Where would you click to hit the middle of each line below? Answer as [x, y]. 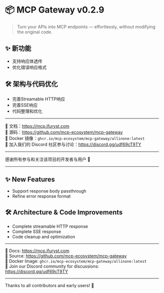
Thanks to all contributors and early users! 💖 [50, 286]
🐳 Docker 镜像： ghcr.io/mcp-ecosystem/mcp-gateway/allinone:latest [75, 138]
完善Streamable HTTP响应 [39, 99]
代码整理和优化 [27, 111]
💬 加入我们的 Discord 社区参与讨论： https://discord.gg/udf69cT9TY [73, 144]
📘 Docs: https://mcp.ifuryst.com [37, 251]
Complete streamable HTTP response [50, 226]
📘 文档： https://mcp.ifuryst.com [37, 126]
